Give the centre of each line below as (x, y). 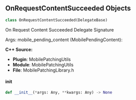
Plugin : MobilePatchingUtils (42, 59)
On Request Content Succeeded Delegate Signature (60, 29)
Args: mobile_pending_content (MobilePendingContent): (64, 40)
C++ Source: (19, 49)
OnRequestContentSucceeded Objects (68, 8)
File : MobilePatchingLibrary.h (43, 70)
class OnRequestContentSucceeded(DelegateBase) (57, 20)
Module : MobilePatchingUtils (43, 64)
